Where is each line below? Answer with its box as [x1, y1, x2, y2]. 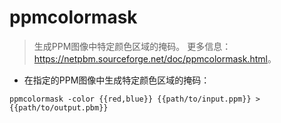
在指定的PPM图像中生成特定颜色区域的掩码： [23, 74, 211, 86]
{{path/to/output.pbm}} [9, 102, 109, 113]
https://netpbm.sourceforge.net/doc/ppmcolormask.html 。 [33, 52, 277, 65]
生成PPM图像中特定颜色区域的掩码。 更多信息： [33, 40, 232, 52]
